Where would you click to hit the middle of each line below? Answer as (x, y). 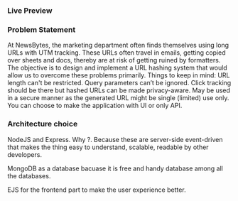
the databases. (29, 175)
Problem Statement (42, 29)
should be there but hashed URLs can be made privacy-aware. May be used (119, 90)
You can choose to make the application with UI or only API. (95, 106)
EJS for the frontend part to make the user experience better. (97, 190)
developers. (25, 154)
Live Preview (30, 11)
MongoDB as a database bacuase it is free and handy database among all (115, 168)
